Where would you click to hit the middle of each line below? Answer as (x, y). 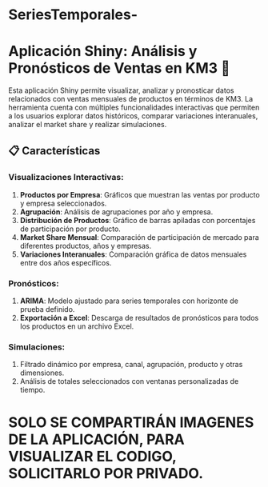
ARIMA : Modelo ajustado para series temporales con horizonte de (129, 301)
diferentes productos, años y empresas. (86, 245)
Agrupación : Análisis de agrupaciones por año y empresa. (116, 212)
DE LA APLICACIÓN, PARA (97, 439)
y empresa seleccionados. (63, 203)
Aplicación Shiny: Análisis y (103, 52)
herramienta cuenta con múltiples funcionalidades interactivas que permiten (134, 108)
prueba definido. (47, 309)
